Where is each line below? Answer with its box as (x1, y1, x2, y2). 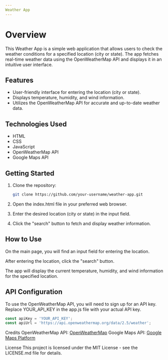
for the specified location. (5, 273, 59, 279)
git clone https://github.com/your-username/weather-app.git (12, 192, 143, 197)
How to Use (5, 235, 42, 244)
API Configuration (5, 288, 63, 296)
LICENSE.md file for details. (5, 350, 62, 356)
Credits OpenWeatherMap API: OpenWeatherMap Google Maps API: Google (5, 329, 162, 336)
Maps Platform (5, 335, 36, 341)
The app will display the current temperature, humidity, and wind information (5, 268, 163, 274)
